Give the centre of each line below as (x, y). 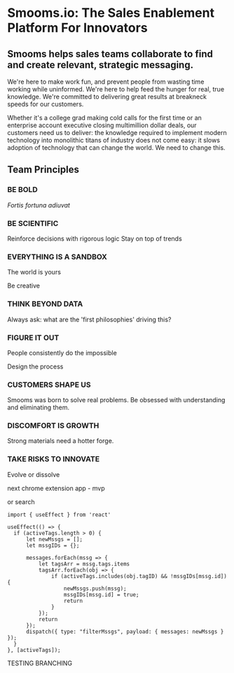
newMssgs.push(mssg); (95, 589)
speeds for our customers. (46, 104)
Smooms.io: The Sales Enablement (111, 13)
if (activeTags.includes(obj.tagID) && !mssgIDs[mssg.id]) (139, 576)
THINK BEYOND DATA (45, 304)
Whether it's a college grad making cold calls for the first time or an (104, 118)
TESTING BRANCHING (40, 663)
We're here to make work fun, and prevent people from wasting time (106, 82)
